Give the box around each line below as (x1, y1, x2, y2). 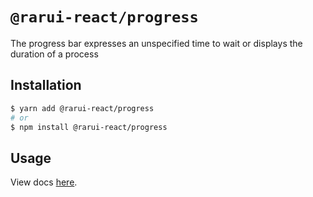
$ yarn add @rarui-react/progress (10, 103, 155, 113)
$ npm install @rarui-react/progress (10, 122, 168, 132)
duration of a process (10, 48, 99, 60)
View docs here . (10, 176, 78, 188)
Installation (10, 77, 82, 94)
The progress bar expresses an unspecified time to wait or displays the (10, 37, 303, 49)
